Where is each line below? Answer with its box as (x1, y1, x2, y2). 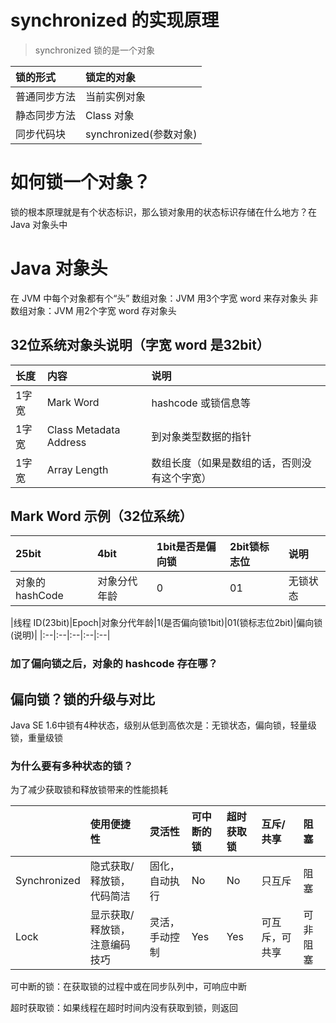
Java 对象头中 (10, 218, 68, 230)
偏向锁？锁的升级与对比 (10, 691, 155, 708)
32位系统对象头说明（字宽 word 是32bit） (10, 337, 270, 354)
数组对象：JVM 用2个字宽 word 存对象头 (10, 304, 177, 316)
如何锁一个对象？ (10, 171, 152, 194)
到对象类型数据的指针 (151, 429, 252, 443)
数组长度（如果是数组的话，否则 (151, 456, 302, 470)
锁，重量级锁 (10, 732, 63, 744)
